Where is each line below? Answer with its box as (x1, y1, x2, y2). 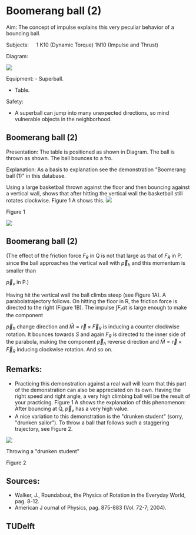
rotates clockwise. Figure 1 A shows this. (6, 197, 105, 204)
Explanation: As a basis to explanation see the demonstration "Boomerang (6, 166, 186, 173)
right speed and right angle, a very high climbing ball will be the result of (14, 393, 191, 400)
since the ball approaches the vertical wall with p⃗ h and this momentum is (6, 260, 185, 268)
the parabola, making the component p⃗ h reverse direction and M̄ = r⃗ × (6, 338, 182, 347)
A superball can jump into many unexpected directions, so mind (14, 109, 170, 116)
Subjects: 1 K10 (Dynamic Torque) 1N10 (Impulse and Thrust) (6, 41, 159, 48)
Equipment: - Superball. (6, 75, 64, 82)
